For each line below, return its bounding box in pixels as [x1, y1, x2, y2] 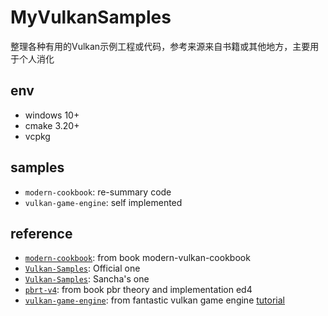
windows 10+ [24, 109, 80, 121]
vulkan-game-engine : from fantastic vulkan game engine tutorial [24, 294, 285, 306]
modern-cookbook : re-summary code [24, 186, 172, 198]
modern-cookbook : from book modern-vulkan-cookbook [24, 252, 251, 264]
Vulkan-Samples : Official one [24, 262, 141, 275]
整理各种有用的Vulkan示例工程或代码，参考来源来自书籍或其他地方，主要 [10, 40, 311, 52]
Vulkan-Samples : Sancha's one [24, 273, 150, 285]
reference [10, 225, 73, 242]
